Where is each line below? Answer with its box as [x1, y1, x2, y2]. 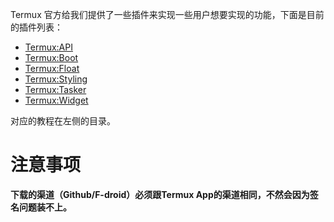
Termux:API [24, 41, 73, 53]
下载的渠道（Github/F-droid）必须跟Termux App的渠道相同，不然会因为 [10, 188, 310, 200]
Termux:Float [24, 63, 80, 74]
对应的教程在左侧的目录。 [10, 115, 116, 127]
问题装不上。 [18, 201, 72, 213]
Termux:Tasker [24, 84, 87, 95]
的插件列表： [10, 21, 63, 33]
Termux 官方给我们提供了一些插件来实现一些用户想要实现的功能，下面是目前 [10, 9, 325, 20]
